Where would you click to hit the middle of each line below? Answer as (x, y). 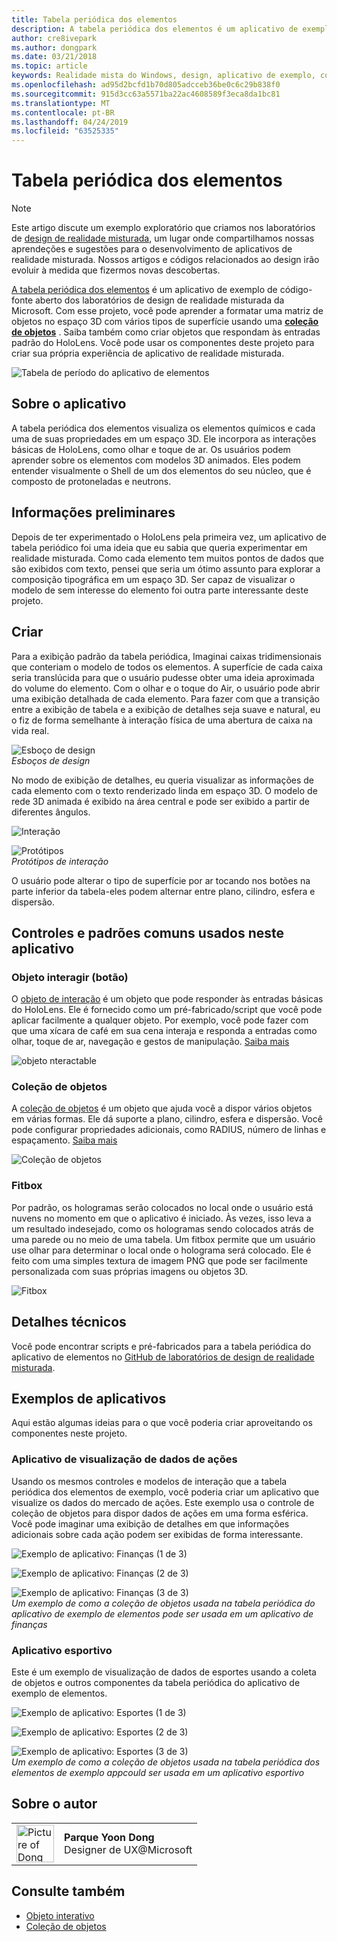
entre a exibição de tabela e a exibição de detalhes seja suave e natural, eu (166, 709)
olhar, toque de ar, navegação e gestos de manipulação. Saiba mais (150, 1042)
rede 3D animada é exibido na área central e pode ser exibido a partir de (160, 801)
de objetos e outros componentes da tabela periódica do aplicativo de (156, 1682)
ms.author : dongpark (54, 47)
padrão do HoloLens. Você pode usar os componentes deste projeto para (163, 343)
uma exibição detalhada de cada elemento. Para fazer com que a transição (166, 698)
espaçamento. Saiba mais (64, 1140)
